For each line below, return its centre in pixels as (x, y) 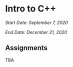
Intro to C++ (31, 9)
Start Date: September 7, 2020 (37, 22)
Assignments (26, 48)
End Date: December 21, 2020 (36, 32)
